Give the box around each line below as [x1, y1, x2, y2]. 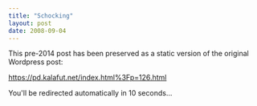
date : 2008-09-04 [8, 26, 67, 35]
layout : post [8, 19, 52, 27]
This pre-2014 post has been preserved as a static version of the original [8, 49, 249, 59]
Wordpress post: [8, 57, 63, 67]
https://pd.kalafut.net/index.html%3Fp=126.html [8, 73, 167, 83]
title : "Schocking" [8, 11, 74, 20]
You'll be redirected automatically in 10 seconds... [8, 88, 173, 98]
